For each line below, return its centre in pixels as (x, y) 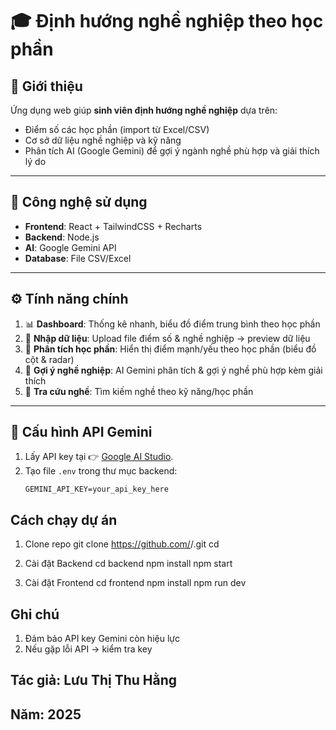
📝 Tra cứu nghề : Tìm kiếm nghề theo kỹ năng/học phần (139, 391)
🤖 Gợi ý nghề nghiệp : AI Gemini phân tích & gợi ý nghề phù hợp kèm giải (173, 370)
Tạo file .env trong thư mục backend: (101, 471)
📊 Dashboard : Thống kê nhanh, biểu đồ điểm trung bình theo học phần (172, 324)
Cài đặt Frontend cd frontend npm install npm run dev (135, 583)
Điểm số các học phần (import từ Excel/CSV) (117, 129)
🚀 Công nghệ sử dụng (79, 202)
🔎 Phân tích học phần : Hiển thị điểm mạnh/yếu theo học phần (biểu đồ (170, 349)
